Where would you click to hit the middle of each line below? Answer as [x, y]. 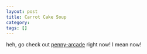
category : [18, 22]
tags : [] [17, 28]
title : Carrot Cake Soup [36, 17]
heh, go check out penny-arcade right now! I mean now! [74, 45]
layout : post [22, 11]
